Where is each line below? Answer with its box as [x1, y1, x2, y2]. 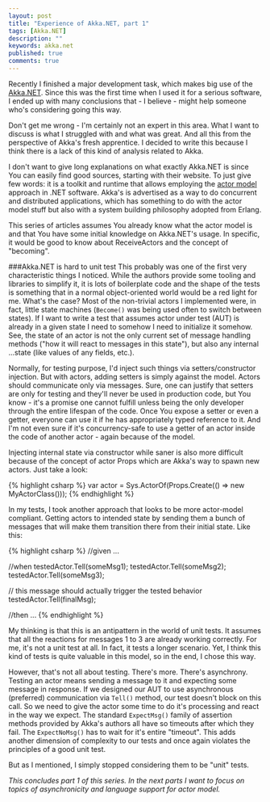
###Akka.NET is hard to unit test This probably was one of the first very [8, 262, 247, 271]
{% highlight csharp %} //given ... [8, 546, 119, 556]
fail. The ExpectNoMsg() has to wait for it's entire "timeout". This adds [8, 727, 236, 737]
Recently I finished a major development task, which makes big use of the [8, 78, 253, 89]
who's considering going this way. [8, 104, 123, 114]
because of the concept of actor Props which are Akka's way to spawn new [8, 456, 260, 465]
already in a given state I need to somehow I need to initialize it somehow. [8, 321, 253, 331]
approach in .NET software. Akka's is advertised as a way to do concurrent [8, 187, 257, 197]
